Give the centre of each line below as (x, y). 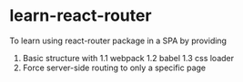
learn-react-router (81, 16)
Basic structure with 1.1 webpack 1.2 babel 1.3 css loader (128, 58)
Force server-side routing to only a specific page (114, 68)
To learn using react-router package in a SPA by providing (118, 41)
